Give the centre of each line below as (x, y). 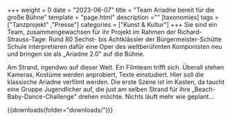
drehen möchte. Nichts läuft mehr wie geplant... (146, 97)
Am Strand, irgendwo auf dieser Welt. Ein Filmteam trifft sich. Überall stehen (116, 67)
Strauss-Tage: (27, 39)
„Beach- (204, 89)
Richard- (190, 32)
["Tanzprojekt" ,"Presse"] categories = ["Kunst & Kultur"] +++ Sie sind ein (112, 24)
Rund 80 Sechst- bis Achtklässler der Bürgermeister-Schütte (135, 39)
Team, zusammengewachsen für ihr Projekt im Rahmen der (92, 32)
